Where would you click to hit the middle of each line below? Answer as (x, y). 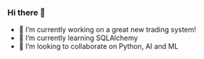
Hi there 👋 (27, 13)
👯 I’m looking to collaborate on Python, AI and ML (98, 46)
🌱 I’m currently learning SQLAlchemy (78, 38)
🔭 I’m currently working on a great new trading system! (107, 30)
